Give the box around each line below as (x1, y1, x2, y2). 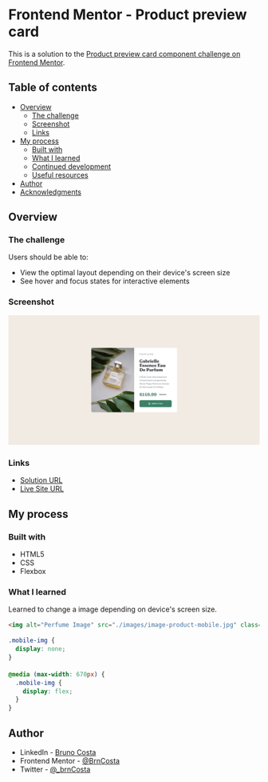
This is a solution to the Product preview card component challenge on (8, 49, 241, 58)
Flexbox (19, 567, 46, 576)
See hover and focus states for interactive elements (19, 276, 190, 286)
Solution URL (19, 475, 63, 485)
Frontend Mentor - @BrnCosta (19, 756, 120, 765)
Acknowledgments (19, 186, 82, 197)
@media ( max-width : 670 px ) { (8, 670, 105, 678)
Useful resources (31, 170, 89, 179)
